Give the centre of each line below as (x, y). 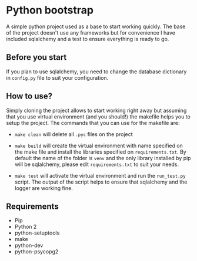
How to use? (29, 96)
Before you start (36, 57)
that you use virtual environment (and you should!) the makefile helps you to (98, 116)
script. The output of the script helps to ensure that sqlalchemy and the (101, 182)
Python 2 (26, 227)
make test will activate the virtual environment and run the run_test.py (100, 175)
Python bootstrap (50, 10)
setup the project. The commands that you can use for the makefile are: (93, 123)
